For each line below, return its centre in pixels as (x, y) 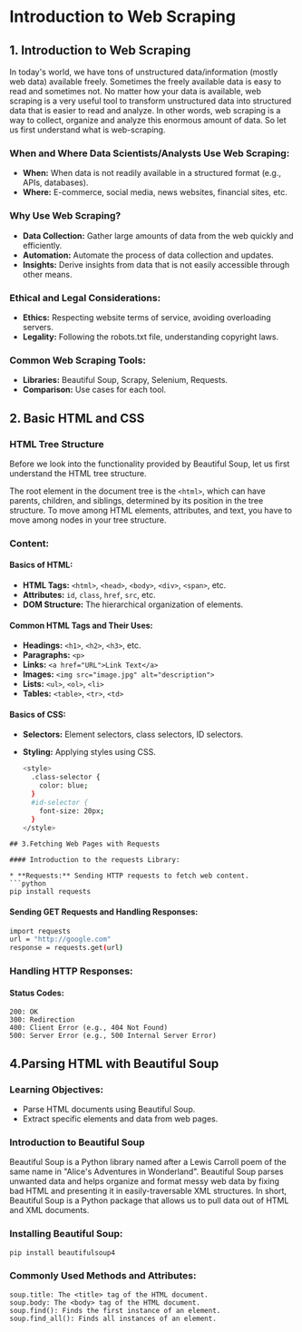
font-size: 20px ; (72, 811)
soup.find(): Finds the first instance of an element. (115, 1310)
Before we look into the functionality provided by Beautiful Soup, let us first (150, 464)
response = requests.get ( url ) (67, 948)
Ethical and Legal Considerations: (85, 298)
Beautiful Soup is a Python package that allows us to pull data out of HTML (149, 1200)
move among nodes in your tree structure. (88, 520)
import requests (40, 931)
